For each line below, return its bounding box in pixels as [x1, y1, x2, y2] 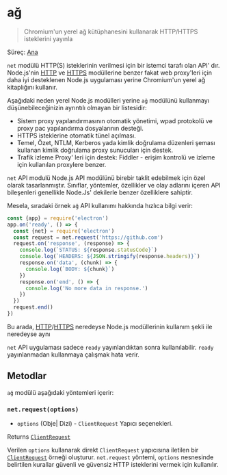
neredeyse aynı [7, 330, 51, 338]
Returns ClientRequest [7, 433, 70, 441]
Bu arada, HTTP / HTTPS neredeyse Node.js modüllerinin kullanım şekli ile [7, 322, 213, 331]
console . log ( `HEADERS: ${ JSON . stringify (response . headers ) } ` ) [19, 253, 200, 260]
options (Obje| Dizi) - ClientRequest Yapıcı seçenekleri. [16, 420, 173, 428]
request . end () [13, 304, 53, 311]
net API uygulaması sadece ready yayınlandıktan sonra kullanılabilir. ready [7, 343, 214, 351]
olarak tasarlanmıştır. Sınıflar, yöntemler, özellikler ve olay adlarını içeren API [7, 181, 221, 189]
